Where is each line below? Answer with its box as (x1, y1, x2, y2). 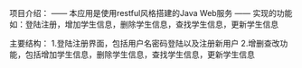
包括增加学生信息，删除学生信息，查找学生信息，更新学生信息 (24, 49, 255, 60)
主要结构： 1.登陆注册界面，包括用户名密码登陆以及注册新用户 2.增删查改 (9, 38, 280, 48)
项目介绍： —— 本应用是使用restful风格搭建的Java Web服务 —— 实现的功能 (9, 8, 293, 18)
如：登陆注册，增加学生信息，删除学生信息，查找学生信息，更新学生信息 (9, 19, 278, 30)
